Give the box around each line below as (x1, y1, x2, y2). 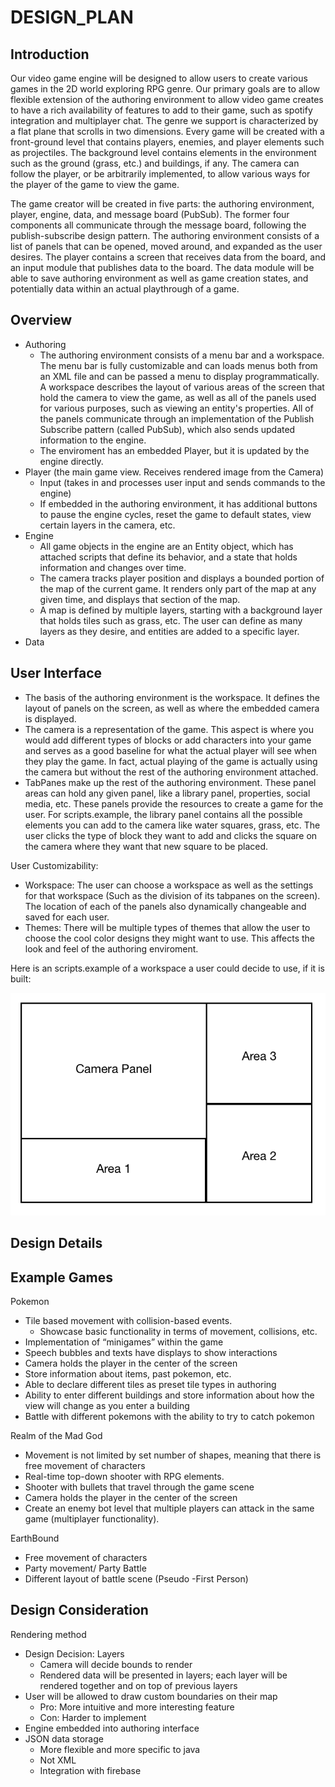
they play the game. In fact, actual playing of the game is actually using (24, 755, 318, 767)
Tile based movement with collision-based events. (24, 1315, 233, 1326)
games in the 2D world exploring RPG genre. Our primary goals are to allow (10, 83, 320, 95)
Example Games (10, 1269, 114, 1286)
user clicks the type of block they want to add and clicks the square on (24, 829, 318, 841)
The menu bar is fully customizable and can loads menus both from (39, 359, 318, 371)
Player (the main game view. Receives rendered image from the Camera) (24, 466, 325, 478)
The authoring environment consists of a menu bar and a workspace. (39, 349, 325, 361)
